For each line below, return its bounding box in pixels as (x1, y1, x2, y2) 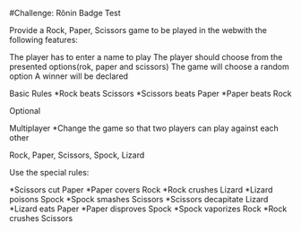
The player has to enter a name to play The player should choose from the (9, 52, 283, 62)
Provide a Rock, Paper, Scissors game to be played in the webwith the (9, 25, 267, 35)
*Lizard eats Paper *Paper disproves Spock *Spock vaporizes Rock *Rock (9, 203, 288, 214)
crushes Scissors (9, 213, 73, 223)
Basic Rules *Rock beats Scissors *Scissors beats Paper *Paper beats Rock (9, 89, 292, 98)
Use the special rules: (9, 167, 90, 177)
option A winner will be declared (9, 71, 128, 81)
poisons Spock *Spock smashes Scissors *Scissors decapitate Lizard (9, 194, 269, 204)
